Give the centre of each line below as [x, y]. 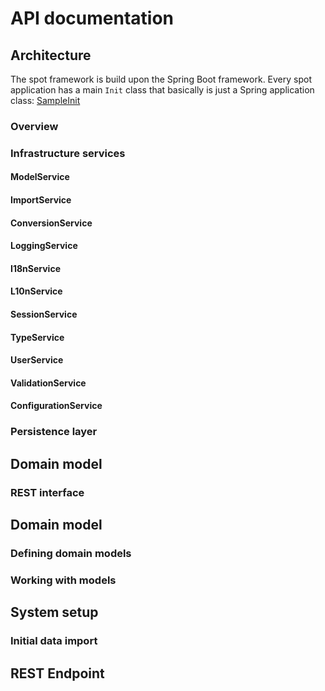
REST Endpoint [57, 673]
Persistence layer [54, 432]
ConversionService [51, 223]
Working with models [63, 580]
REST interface [47, 492]
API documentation [92, 18]
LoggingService [44, 246]
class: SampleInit [45, 100]
